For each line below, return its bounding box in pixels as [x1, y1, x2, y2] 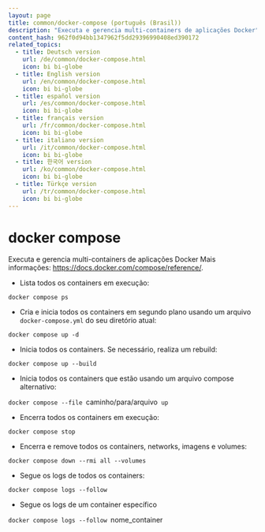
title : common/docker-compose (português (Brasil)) [8, 19, 181, 27]
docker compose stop [8, 428, 77, 436]
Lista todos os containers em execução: [19, 278, 150, 288]
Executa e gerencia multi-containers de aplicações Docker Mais [8, 255, 216, 264]
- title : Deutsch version [15, 48, 101, 56]
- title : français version [15, 114, 104, 122]
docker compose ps [8, 293, 69, 302]
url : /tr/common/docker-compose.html [22, 187, 147, 195]
